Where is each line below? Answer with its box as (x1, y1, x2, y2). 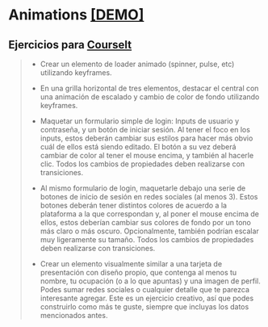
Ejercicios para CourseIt (8, 38, 132, 52)
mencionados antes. (40, 311, 108, 320)
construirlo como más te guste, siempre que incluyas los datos (40, 302, 249, 312)
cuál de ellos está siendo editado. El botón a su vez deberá (40, 142, 237, 151)
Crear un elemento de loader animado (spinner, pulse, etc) (40, 59, 235, 69)
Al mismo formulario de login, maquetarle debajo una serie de (40, 183, 246, 193)
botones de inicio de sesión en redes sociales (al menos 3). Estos (40, 192, 258, 201)
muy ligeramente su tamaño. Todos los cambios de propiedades (40, 235, 254, 244)
